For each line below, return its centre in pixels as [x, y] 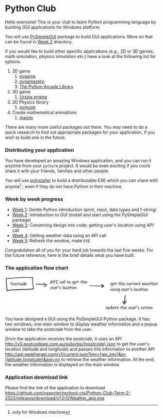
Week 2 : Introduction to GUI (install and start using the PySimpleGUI [80, 215]
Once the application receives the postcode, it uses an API [64, 339]
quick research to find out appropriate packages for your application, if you [80, 132]
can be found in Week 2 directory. [39, 41]
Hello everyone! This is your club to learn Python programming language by [81, 22]
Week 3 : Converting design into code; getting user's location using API [83, 225]
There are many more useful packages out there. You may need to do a [76, 127]
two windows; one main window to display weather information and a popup [81, 324]
